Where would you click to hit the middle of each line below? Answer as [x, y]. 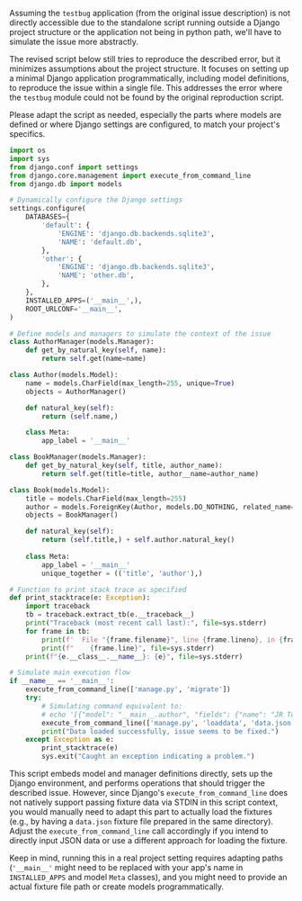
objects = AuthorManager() [76, 392]
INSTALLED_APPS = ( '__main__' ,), [84, 301]
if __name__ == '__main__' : [62, 681]
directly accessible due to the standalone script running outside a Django [145, 23]
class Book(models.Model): [60, 490]
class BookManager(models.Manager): [78, 457]
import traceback [58, 607]
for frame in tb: [58, 631]
